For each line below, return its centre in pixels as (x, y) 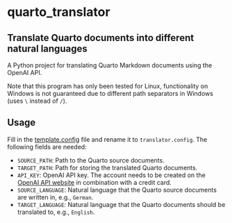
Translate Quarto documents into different (101, 38)
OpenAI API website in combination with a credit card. (94, 182)
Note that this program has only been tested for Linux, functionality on (108, 86)
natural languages (48, 48)
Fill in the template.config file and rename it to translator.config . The (107, 139)
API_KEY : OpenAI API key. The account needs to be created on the (111, 175)
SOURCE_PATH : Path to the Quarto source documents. (91, 160)
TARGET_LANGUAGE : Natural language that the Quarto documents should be (121, 204)
